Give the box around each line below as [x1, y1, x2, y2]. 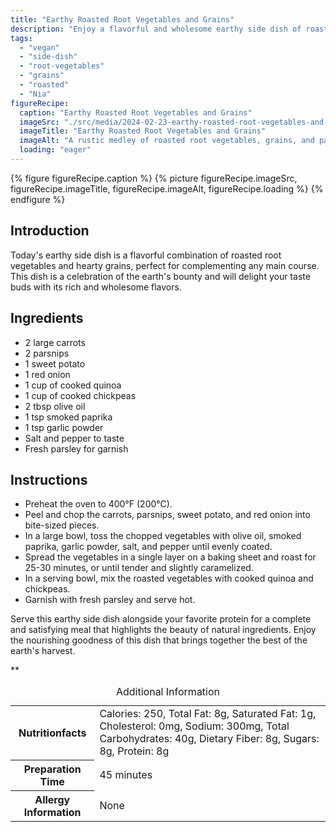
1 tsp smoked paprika [24, 411, 113, 423]
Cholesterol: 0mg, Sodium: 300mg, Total [99, 719, 290, 733]
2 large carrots [24, 336, 86, 348]
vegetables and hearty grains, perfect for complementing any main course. [10, 259, 320, 271]
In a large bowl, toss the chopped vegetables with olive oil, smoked [24, 530, 302, 542]
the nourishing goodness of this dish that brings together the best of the [10, 634, 308, 646]
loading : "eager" [19, 145, 92, 155]
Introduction [10, 222, 90, 240]
